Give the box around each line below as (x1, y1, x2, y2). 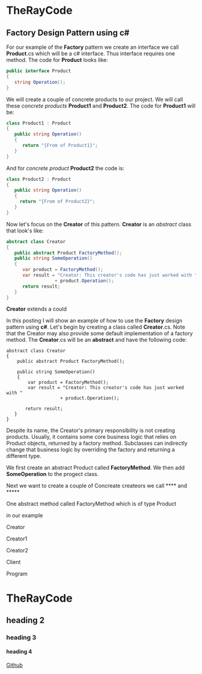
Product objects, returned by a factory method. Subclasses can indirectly (6, 440, 188, 447)
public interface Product (6, 68, 71, 74)
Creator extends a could (6, 305, 67, 313)
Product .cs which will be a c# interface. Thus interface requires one (6, 50, 176, 57)
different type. (6, 453, 42, 460)
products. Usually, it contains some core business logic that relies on (6, 433, 177, 441)
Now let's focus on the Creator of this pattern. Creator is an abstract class (6, 220, 191, 227)
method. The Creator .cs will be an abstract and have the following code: (6, 336, 187, 344)
